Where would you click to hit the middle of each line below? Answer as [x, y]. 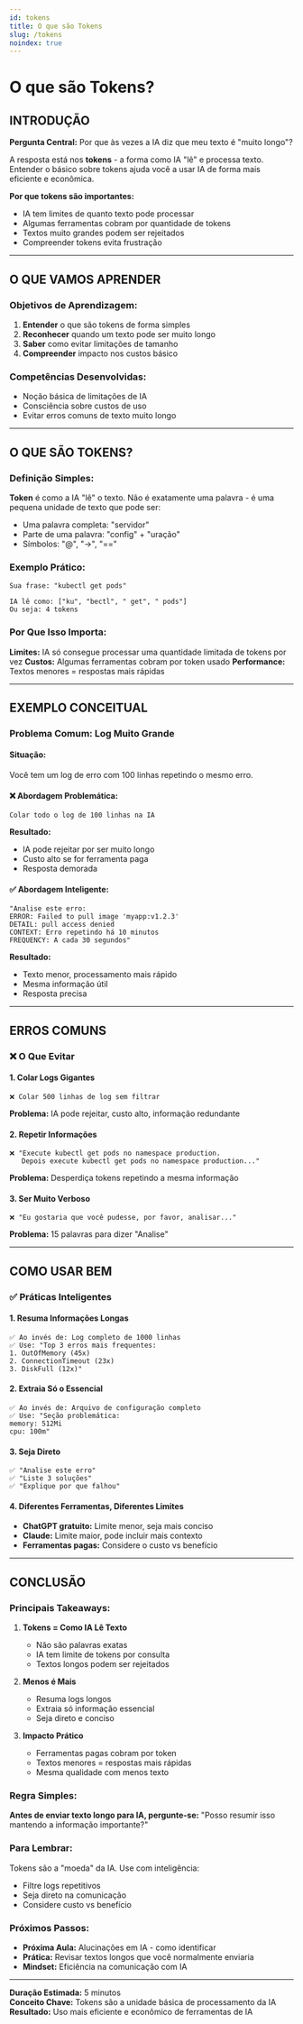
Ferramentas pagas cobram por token [106, 1754]
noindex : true [36, 43]
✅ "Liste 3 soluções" [51, 1479]
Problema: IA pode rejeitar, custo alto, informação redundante [125, 1113]
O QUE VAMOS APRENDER [85, 279]
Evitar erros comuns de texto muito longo [99, 416]
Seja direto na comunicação [74, 1895]
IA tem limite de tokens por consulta [102, 1654]
